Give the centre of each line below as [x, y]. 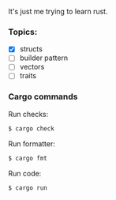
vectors [32, 67]
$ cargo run [28, 188]
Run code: [25, 173]
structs [31, 49]
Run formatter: [32, 143]
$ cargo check [32, 128]
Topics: [23, 32]
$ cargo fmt [28, 158]
